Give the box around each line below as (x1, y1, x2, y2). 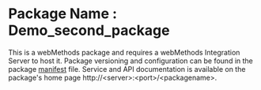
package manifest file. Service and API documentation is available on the (8, 64, 246, 73)
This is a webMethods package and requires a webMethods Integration (8, 47, 240, 57)
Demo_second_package (8, 21, 170, 39)
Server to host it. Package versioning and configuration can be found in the (8, 56, 253, 66)
